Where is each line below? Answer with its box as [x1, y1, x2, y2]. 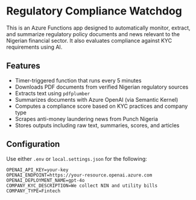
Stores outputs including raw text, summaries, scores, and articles [14, 122, 180, 129]
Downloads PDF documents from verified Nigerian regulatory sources [14, 83, 189, 90]
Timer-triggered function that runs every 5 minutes [14, 77, 142, 84]
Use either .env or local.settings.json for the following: [6, 155, 148, 162]
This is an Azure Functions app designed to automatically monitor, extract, [6, 24, 191, 31]
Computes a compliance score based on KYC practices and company [14, 102, 188, 110]
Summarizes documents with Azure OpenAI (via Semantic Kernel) [14, 96, 179, 103]
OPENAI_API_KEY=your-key [6, 167, 69, 173]
